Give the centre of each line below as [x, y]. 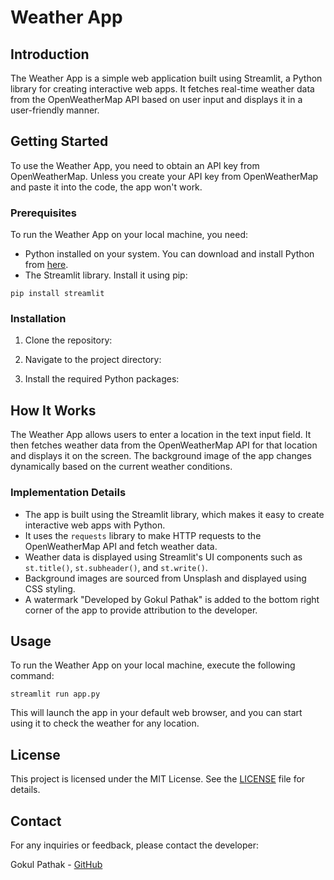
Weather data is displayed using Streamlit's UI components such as [163, 557]
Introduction [50, 54]
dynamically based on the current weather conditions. [121, 467]
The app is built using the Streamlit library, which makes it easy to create [174, 514]
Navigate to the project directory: [93, 360]
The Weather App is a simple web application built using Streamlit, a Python [166, 78]
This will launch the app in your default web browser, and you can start [156, 713]
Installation [38, 319]
